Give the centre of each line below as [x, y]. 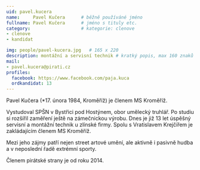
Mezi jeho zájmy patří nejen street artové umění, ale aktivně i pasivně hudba [100, 143]
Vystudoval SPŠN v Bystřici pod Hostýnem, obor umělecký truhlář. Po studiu [100, 112]
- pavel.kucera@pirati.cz [38, 67]
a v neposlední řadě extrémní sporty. [51, 149]
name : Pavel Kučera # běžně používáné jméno [75, 17]
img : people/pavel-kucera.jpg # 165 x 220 [62, 50]
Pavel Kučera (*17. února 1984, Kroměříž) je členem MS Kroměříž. [87, 101]
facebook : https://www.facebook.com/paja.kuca [70, 78]
